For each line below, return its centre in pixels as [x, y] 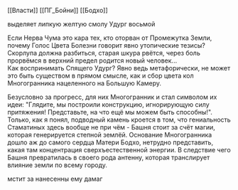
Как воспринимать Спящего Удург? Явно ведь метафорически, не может [119, 68]
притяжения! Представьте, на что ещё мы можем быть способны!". [110, 112]
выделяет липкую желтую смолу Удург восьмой [81, 24]
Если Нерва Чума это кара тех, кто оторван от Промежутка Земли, [110, 38]
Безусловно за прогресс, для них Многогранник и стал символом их [112, 97]
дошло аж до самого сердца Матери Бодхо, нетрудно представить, [110, 142]
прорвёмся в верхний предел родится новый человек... [92, 60]
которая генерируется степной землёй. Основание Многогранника [110, 135]
